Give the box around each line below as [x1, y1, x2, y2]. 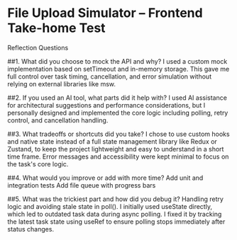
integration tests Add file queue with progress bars [7, 181, 156, 189]
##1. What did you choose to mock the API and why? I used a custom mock [7, 57, 228, 65]
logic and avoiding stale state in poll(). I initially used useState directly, [7, 202, 213, 210]
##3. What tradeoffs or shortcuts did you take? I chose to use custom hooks [7, 130, 230, 138]
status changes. [7, 224, 55, 233]
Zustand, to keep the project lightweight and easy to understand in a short [7, 144, 224, 153]
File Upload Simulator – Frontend [7, 5, 204, 21]
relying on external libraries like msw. [7, 79, 116, 88]
